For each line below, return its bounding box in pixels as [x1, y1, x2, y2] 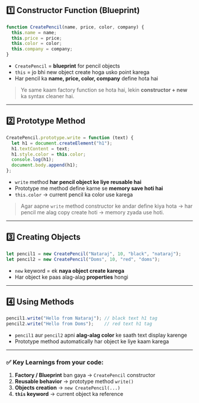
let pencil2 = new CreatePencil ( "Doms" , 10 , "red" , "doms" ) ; [6, 256, 161, 262]
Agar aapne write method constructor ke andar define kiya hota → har [20, 202, 193, 209]
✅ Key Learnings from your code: [6, 358, 104, 366]
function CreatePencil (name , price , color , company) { [6, 24, 145, 30]
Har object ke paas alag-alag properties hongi [14, 273, 129, 281]
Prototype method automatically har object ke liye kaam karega [14, 338, 169, 345]
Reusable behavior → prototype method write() [14, 378, 134, 385]
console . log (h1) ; [11, 157, 54, 163]
